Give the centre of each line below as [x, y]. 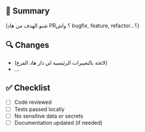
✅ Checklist [28, 88]
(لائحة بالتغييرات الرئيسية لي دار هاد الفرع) [61, 62]
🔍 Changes [27, 45]
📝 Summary [28, 11]
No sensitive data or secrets [49, 116]
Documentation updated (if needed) [58, 122]
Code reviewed [33, 102]
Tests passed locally [39, 109]
